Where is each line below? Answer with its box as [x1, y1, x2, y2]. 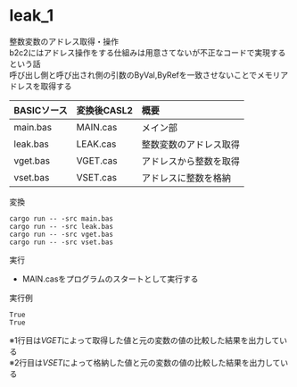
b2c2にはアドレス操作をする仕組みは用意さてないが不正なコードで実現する [9, 46, 286, 58]
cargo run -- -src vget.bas [9, 230, 114, 239]
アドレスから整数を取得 [141, 155, 241, 167]
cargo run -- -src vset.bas [9, 238, 114, 247]
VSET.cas [76, 171, 118, 183]
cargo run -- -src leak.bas [9, 222, 114, 231]
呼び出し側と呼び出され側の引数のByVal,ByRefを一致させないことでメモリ [9, 69, 281, 80]
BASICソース [13, 104, 69, 116]
